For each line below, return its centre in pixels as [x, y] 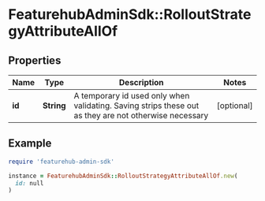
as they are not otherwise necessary [141, 115]
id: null [30, 183]
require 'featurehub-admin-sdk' [61, 162]
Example [30, 143]
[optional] [235, 106]
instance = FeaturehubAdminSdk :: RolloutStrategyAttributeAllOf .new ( [123, 176]
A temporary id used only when [132, 96]
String [54, 106]
